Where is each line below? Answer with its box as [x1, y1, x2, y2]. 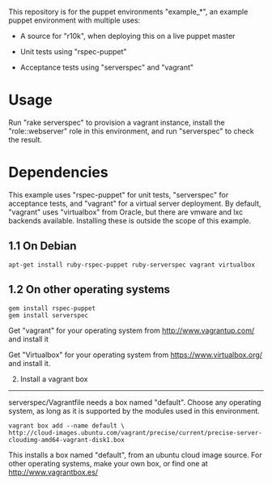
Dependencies [8, 164, 108, 181]
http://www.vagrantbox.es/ [8, 467, 99, 477]
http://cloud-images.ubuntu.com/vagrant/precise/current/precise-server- [8, 428, 263, 436]
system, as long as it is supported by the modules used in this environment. [8, 406, 261, 415]
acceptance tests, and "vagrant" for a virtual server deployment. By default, [8, 198, 261, 208]
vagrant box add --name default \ [8, 421, 125, 430]
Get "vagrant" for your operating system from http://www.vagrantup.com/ [8, 325, 255, 335]
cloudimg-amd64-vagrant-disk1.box [8, 436, 125, 444]
